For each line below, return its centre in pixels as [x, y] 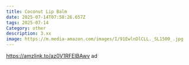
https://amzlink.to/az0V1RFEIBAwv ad [52, 56]
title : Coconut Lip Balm [37, 12]
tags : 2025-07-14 [27, 22]
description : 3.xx [29, 34]
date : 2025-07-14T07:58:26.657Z [46, 17]
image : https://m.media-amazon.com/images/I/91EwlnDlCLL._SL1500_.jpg [95, 39]
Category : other [26, 28]
